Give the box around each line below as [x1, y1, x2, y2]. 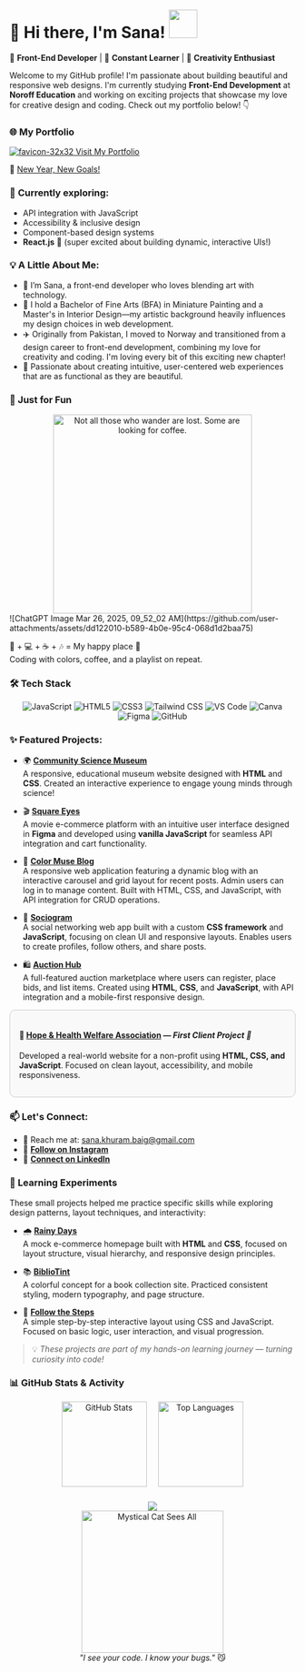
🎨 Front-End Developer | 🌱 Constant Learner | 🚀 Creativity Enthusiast [9, 52, 275, 63]
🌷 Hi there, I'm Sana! [9, 23, 166, 43]
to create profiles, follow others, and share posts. [22, 941, 207, 952]
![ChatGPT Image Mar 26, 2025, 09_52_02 [9, 613, 166, 624]
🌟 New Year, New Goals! [9, 164, 101, 175]
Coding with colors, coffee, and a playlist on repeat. [9, 654, 202, 665]
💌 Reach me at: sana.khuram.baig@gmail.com [22, 1134, 195, 1145]
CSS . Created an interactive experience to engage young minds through [22, 778, 293, 789]
